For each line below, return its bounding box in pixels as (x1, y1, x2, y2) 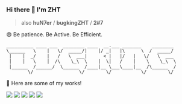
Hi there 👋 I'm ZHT (6, 5, 61, 14)
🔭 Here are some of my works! (6, 80, 82, 87)
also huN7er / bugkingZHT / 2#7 (20, 19, 104, 27)
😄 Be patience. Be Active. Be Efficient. (6, 31, 102, 38)
